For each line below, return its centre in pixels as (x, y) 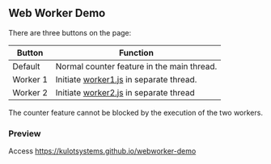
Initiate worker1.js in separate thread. (126, 79)
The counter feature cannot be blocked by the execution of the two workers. (135, 112)
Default (26, 66)
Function (136, 53)
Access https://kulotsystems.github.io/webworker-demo (102, 151)
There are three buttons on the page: (70, 32)
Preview (25, 133)
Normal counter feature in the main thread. (136, 66)
